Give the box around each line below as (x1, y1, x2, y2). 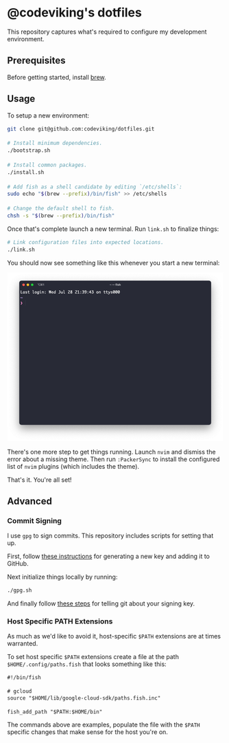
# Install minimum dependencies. (7, 140, 103, 147)
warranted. (7, 639, 38, 647)
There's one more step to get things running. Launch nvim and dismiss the (7, 447, 216, 456)
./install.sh (7, 168, 45, 176)
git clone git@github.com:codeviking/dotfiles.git (7, 125, 155, 132)
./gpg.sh (7, 587, 32, 594)
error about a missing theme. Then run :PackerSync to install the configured (7, 455, 220, 463)
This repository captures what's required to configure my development (7, 27, 207, 36)
